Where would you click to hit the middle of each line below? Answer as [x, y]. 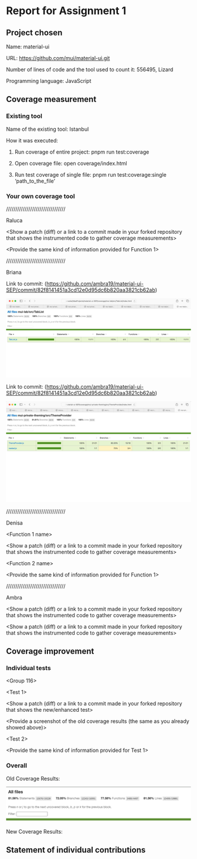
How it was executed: [32, 140]
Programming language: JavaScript [49, 81]
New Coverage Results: [34, 831]
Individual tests [28, 668]
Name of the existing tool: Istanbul [47, 129]
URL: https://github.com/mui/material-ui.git [58, 58]
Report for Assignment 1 [66, 11]
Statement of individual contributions [76, 850]
